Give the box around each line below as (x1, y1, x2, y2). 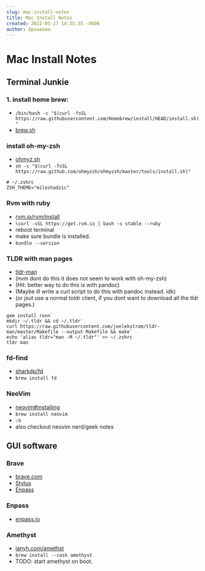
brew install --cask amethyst (15, 552, 93, 558)
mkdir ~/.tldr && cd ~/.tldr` (6, 318, 84, 324)
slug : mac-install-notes (6, 9, 70, 15)
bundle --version (15, 240, 60, 246)
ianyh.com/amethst (15, 544, 64, 552)
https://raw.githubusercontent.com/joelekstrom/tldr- (20, 323, 160, 330)
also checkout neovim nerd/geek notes (15, 423, 114, 430)
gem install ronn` (6, 313, 53, 319)
